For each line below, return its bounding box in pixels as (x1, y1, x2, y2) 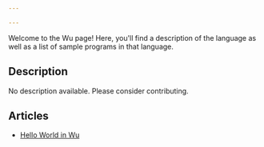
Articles (8, 109, 50, 122)
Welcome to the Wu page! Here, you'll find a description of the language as (8, 33, 257, 42)
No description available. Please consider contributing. (8, 85, 190, 96)
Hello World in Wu (19, 130, 80, 140)
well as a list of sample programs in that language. (8, 42, 174, 51)
